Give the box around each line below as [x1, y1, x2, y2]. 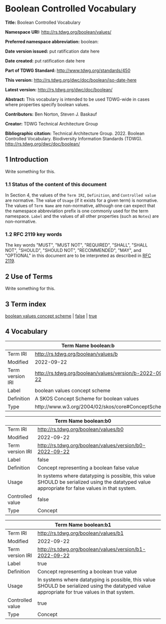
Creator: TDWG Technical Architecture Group [5, 121, 98, 126]
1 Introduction [5, 155, 48, 164]
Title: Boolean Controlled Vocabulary [5, 19, 81, 25]
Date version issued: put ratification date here [5, 48, 100, 54]
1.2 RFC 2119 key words [5, 231, 62, 238]
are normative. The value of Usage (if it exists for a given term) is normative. [5, 197, 158, 203]
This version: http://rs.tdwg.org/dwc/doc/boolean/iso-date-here [5, 77, 137, 83]
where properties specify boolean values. [5, 101, 90, 107]
